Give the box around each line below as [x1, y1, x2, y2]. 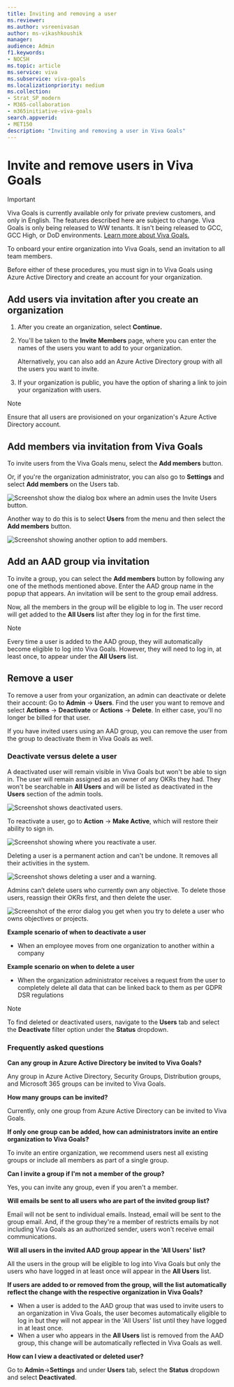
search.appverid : [7, 114, 58, 121]
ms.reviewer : [7, 17, 45, 24]
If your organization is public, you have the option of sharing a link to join [17, 378, 227, 387]
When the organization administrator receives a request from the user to [17, 976, 226, 984]
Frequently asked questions [7, 1042, 104, 1052]
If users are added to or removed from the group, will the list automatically [7, 1281, 227, 1289]
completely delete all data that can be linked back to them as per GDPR [17, 983, 222, 991]
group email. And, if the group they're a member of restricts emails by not [7, 1218, 219, 1226]
